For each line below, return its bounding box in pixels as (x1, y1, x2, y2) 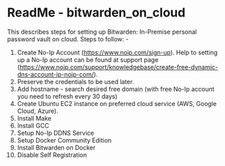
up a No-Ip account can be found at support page (17, 55, 159, 63)
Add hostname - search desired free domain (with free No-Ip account (17, 85, 215, 93)
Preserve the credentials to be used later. (17, 77, 134, 85)
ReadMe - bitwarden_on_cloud (7, 5, 186, 21)
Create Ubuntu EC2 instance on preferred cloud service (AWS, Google (17, 99, 217, 107)
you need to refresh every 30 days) (17, 92, 118, 101)
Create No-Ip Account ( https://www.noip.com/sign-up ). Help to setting (17, 48, 218, 56)
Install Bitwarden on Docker (17, 143, 96, 152)
